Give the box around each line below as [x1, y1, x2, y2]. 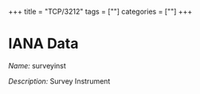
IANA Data [8, 35, 79, 53]
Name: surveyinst [8, 61, 66, 70]
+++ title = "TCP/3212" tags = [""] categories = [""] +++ [8, 7, 193, 16]
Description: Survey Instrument [8, 76, 111, 86]
